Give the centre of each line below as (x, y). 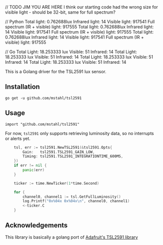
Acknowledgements (36, 225)
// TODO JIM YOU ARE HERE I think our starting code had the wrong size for (81, 7)
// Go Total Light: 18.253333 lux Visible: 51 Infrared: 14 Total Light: (71, 52)
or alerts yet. (18, 138)
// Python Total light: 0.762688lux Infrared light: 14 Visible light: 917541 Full (80, 22)
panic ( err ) (34, 170)
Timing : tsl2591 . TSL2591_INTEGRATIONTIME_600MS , (73, 156)
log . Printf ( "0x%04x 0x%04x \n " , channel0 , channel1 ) (76, 201)
